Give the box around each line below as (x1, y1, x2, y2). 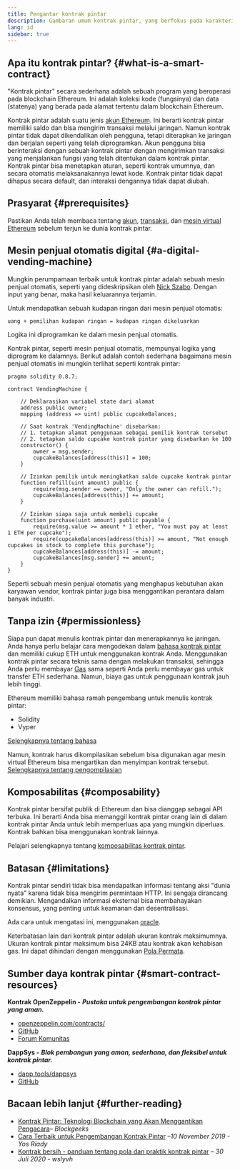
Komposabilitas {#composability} (7, 786, 161, 798)
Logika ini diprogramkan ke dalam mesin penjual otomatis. (7, 330, 179, 339)
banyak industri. (7, 594, 55, 603)
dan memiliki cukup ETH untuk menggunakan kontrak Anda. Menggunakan (7, 649, 228, 658)
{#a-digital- (146, 244, 200, 257)
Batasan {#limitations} (7, 862, 110, 874)
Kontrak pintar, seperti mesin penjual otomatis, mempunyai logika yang (7, 344, 216, 352)
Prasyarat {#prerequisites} (7, 197, 130, 209)
